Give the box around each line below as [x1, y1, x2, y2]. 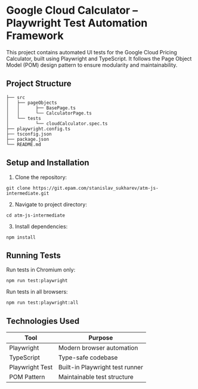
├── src [6, 94, 26, 100]
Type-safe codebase [58, 353, 118, 362]
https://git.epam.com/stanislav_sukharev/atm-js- [32, 185, 159, 191]
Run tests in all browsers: [6, 288, 68, 295]
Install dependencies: [14, 223, 68, 230]
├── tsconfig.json [6, 131, 52, 137]
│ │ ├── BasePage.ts [6, 105, 76, 111]
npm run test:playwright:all [6, 300, 79, 306]
